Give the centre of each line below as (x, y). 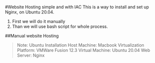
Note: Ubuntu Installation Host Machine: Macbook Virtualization (80, 45)
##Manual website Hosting (32, 36)
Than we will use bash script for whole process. (60, 26)
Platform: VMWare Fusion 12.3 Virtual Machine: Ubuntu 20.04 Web (84, 50)
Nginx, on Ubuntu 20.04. (30, 12)
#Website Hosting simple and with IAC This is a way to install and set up (77, 7)
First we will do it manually (39, 21)
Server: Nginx (31, 55)
